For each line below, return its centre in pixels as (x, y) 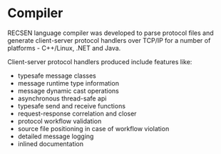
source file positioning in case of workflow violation (93, 128)
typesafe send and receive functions (72, 106)
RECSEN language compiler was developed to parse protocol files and (110, 33)
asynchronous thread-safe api (62, 98)
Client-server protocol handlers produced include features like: (100, 61)
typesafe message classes (57, 76)
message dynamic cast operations (68, 91)
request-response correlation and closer (77, 113)
